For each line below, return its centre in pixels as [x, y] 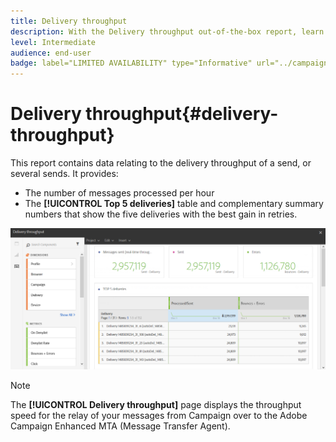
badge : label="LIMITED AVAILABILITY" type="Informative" [131, 63]
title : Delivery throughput [69, 21]
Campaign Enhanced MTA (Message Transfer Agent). [120, 426]
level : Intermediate [53, 42]
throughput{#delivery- [182, 114]
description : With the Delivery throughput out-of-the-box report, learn [167, 31]
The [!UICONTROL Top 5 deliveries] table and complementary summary [174, 204]
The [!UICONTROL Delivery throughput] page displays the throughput [156, 404]
